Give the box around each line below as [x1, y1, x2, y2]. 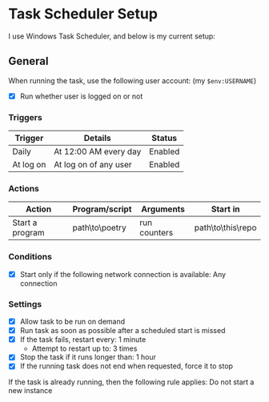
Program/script [72, 203, 132, 215]
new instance [8, 386, 53, 396]
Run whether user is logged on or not [19, 91, 143, 101]
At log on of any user [53, 159, 132, 171]
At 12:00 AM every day [53, 146, 142, 157]
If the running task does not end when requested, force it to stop [19, 361, 234, 371]
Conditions [8, 251, 52, 263]
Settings [8, 298, 42, 309]
